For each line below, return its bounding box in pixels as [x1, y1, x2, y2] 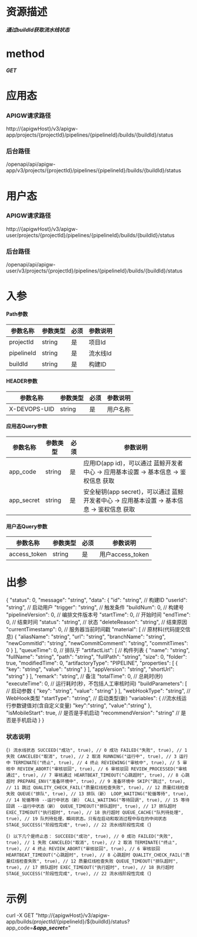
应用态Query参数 [6, 422, 48, 430]
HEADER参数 [6, 377, 38, 384]
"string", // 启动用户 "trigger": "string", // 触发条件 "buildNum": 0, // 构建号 [6, 604, 184, 611]
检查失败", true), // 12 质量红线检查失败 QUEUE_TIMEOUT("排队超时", [19, 858, 179, 864]
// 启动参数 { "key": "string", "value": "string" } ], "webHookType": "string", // [6, 687, 191, 694]
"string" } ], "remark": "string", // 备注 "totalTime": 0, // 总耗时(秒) [6, 673, 163, 680]
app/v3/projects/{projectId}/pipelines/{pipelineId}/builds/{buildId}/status [6, 167, 182, 174]
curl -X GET [6, 912, 35, 919]
